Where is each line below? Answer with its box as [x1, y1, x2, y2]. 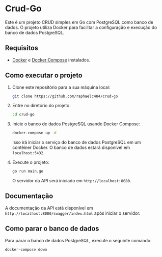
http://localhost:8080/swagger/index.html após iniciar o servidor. [5, 210, 140, 216]
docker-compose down [5, 247, 48, 252]
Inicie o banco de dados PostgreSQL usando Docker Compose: [12, 121, 140, 127]
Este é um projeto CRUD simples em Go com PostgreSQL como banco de [5, 19, 154, 25]
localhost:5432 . [12, 150, 45, 156]
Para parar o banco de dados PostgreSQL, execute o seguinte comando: [5, 237, 152, 243]
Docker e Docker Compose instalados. [12, 57, 90, 63]
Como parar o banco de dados [5, 225, 99, 233]
